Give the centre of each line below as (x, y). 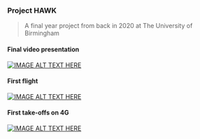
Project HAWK (32, 11)
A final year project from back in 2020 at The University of (108, 26)
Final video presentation (43, 49)
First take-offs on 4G (38, 113)
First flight (23, 81)
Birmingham (42, 33)
